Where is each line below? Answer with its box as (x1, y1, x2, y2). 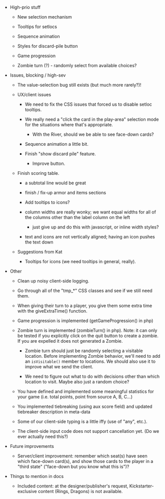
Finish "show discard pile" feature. (24, 151, 96, 157)
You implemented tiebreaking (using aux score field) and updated (17, 403, 152, 409)
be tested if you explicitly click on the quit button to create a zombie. (17, 333, 159, 339)
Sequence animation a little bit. (24, 141, 88, 147)
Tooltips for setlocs (17, 24, 57, 30)
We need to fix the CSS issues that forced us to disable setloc (24, 101, 152, 107)
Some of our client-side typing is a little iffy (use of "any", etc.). (17, 418, 147, 424)
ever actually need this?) (17, 433, 68, 439)
